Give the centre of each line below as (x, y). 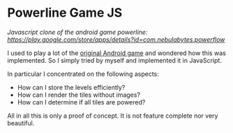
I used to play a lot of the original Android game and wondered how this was (117, 53)
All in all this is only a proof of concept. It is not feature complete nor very (113, 116)
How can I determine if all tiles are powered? (81, 102)
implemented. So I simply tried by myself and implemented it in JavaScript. (114, 60)
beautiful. (21, 123)
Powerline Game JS (65, 13)
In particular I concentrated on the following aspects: (83, 74)
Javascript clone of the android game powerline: (77, 32)
